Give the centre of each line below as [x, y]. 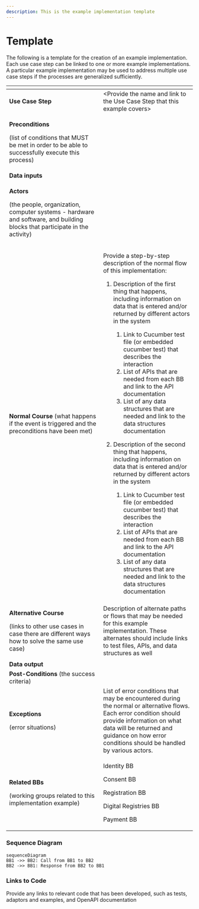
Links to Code [26, 880]
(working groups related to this [52, 796]
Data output [26, 664]
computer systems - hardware [52, 212]
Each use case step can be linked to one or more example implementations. [98, 64]
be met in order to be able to [49, 145]
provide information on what [142, 721]
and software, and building [46, 219]
